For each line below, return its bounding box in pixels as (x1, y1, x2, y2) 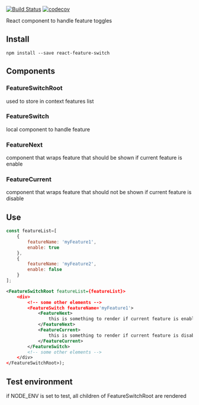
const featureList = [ (6, 228, 57, 234)
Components (6, 66, 55, 77)
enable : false (27, 267, 62, 273)
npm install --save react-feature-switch (6, 50, 110, 56)
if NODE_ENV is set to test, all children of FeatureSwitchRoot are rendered (6, 393, 187, 400)
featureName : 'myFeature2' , (27, 261, 97, 267)
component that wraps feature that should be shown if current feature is (6, 154, 182, 162)
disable (6, 195, 24, 202)
